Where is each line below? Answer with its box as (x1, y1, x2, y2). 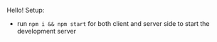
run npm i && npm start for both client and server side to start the (16, 20, 211, 27)
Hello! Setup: (6, 6, 45, 14)
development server (16, 27, 76, 35)
